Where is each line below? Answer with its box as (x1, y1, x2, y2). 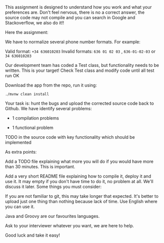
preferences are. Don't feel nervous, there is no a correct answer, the (5, 9, 145, 15)
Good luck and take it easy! (5, 232, 60, 238)
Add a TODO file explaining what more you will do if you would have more (5, 158, 154, 164)
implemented (5, 140, 32, 145)
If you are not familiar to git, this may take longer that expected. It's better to (5, 193, 159, 199)
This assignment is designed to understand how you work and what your (5, 4, 152, 10)
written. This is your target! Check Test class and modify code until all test (5, 67, 155, 73)
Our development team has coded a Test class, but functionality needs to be (5, 62, 159, 68)
